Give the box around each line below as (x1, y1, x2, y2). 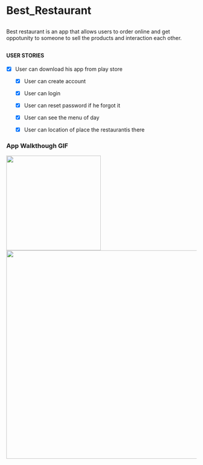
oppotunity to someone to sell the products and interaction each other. (6, 34, 182, 41)
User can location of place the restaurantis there (24, 125, 145, 133)
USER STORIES (6, 52, 44, 59)
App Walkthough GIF (6, 141, 68, 150)
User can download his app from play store (14, 65, 123, 73)
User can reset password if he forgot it (24, 101, 121, 109)
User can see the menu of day (24, 113, 100, 121)
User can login (24, 89, 60, 97)
